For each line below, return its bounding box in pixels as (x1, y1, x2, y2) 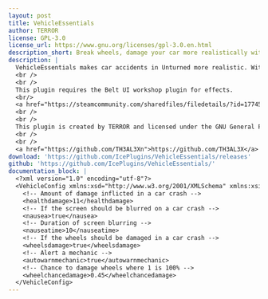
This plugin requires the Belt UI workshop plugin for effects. (15, 85, 234, 94)
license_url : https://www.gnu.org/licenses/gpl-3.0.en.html (8, 41, 213, 49)
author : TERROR (8, 26, 59, 34)
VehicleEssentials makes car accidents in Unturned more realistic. (15, 64, 248, 72)
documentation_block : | (8, 167, 88, 175)
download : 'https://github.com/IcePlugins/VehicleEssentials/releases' (8, 152, 251, 160)
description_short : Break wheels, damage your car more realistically (8, 49, 248, 57)
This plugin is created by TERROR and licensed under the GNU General (15, 123, 255, 131)
